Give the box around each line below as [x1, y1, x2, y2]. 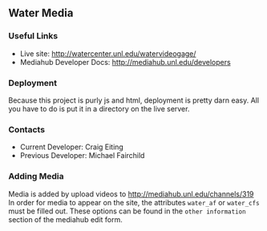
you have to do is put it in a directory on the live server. [8, 103, 190, 113]
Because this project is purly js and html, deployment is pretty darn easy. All [8, 95, 259, 105]
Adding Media [8, 171, 64, 182]
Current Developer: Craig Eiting [19, 142, 124, 152]
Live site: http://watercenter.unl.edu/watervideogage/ [19, 48, 196, 59]
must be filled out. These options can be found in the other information [8, 206, 246, 216]
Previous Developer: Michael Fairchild [19, 151, 145, 160]
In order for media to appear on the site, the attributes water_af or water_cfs [8, 197, 260, 207]
